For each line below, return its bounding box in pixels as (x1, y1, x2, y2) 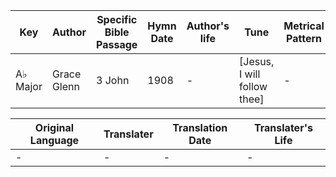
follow (239, 80, 268, 93)
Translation (172, 121, 228, 134)
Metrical (283, 19, 325, 33)
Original (34, 121, 75, 134)
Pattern (286, 32, 323, 45)
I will (239, 67, 261, 81)
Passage (96, 38, 138, 51)
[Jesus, (239, 55, 275, 68)
